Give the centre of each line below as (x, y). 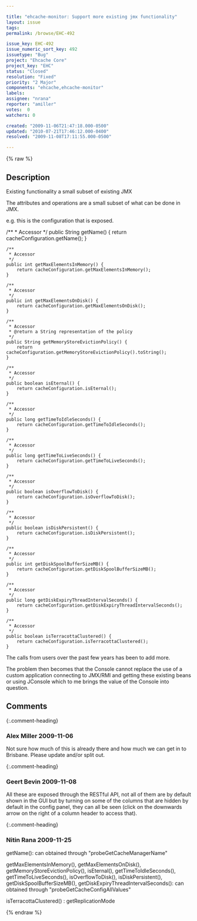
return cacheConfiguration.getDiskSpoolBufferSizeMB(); (87, 569)
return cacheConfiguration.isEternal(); (67, 388)
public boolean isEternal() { (43, 383)
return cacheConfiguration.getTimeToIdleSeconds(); (81, 425)
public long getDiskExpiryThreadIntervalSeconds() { (72, 600)
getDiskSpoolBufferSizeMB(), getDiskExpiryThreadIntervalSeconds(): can (95, 883)
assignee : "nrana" (29, 99)
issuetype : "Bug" (27, 55)
